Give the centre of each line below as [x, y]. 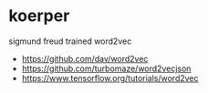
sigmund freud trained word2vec [70, 41]
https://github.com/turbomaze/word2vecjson [106, 68]
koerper [39, 16]
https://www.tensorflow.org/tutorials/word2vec [110, 77]
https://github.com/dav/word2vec [85, 58]
